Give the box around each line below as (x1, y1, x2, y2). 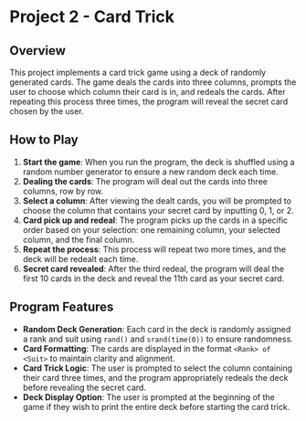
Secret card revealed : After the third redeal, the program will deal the (22, 263, 285, 274)
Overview (9, 43, 67, 58)
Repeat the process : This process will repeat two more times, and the (22, 244, 287, 255)
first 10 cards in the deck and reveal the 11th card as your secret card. (22, 272, 285, 284)
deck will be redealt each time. (22, 253, 139, 264)
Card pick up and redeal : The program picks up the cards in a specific (22, 215, 289, 226)
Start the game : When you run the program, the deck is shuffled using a (22, 156, 295, 167)
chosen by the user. (9, 106, 84, 116)
